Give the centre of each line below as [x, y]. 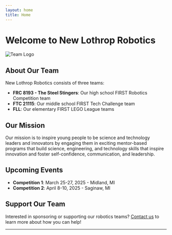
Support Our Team [35, 204]
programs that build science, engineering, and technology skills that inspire [85, 149]
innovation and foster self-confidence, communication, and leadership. [80, 154]
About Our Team [32, 71]
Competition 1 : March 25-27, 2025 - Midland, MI [64, 182]
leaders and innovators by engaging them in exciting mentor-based [76, 143]
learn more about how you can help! [44, 222]
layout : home [19, 10]
